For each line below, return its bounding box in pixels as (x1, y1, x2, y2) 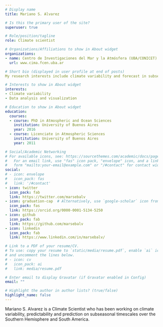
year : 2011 (14, 140, 36, 145)
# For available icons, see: (5, 154, 64, 159)
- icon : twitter (5, 185, 38, 190)
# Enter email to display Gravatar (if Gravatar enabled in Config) (5, 275, 147, 280)
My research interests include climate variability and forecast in (5, 74, 147, 78)
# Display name (5, 7, 36, 12)
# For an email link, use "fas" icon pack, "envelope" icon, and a (5, 158, 149, 163)
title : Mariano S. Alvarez (5, 12, 60, 16)
